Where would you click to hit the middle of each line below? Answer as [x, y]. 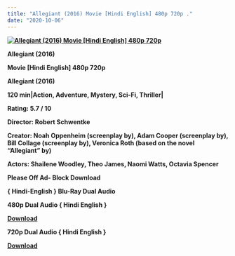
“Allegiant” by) [29, 150]
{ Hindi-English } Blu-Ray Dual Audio [61, 191]
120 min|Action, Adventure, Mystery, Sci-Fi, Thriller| [85, 95]
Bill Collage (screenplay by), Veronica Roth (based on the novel [101, 143]
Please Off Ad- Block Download [54, 177]
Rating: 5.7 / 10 [29, 108]
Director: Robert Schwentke [49, 122]
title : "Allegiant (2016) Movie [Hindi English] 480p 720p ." [100, 14]
